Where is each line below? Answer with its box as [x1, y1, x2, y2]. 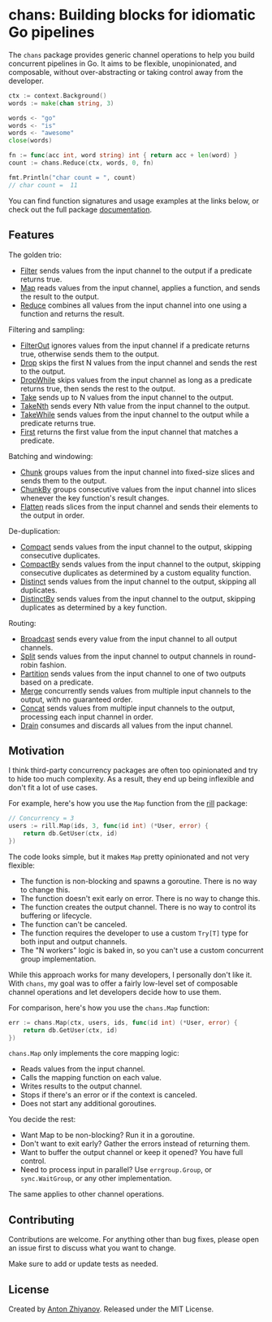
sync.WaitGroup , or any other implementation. [19, 1174, 172, 1184]
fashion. [39, 659, 67, 669]
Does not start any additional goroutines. [19, 1099, 157, 1109]
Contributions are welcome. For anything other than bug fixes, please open [8, 1235, 260, 1245]
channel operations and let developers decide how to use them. [8, 987, 222, 996]
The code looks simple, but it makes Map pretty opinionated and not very [8, 851, 250, 861]
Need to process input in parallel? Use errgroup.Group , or [19, 1165, 213, 1175]
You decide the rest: [8, 1114, 76, 1124]
